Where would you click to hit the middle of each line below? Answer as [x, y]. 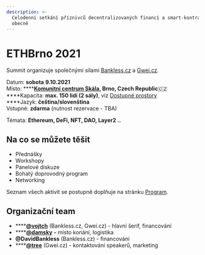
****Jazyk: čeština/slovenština [48, 102]
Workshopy [30, 161]
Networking [30, 180]
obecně [20, 23]
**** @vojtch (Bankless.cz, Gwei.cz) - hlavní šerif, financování [93, 226]
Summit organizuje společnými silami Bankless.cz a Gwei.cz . [83, 70]
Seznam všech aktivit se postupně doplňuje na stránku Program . [88, 192]
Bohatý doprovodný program [52, 174]
